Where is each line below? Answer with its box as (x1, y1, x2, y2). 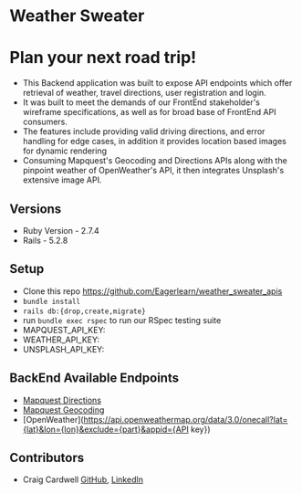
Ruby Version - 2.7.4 (22, 225, 99, 236)
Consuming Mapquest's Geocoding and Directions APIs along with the (22, 155, 287, 166)
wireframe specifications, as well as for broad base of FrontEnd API (22, 107, 276, 118)
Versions (9, 201, 62, 216)
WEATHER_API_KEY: (22, 334, 100, 345)
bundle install (22, 297, 81, 306)
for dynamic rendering (22, 145, 108, 156)
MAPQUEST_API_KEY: (22, 324, 106, 335)
